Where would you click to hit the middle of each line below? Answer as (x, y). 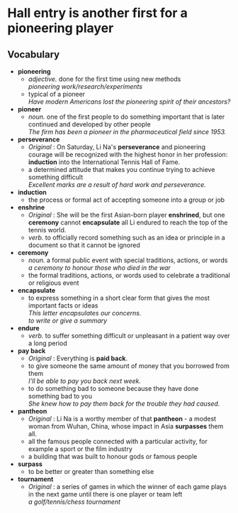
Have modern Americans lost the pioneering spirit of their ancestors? (129, 102)
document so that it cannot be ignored (84, 245)
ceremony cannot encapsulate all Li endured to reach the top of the (128, 222)
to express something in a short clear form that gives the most (119, 298)
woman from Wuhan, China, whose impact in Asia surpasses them (126, 426)
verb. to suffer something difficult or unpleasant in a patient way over (129, 336)
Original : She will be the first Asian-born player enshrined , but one (126, 215)
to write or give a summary (68, 320)
